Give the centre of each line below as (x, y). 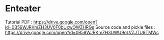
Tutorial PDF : (19, 22)
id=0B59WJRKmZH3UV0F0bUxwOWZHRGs (50, 27)
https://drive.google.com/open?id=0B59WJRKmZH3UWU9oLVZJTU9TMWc (82, 32)
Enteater (23, 9)
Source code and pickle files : (125, 27)
